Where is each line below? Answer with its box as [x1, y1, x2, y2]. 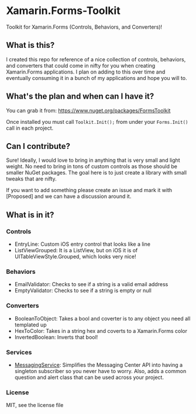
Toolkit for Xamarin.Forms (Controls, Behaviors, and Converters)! [6, 23, 163, 30]
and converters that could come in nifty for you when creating [6, 62, 156, 69]
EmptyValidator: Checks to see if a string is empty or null [14, 287, 152, 294]
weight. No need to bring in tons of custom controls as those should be [6, 163, 177, 170]
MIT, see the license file [6, 402, 64, 409]
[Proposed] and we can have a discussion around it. [6, 193, 132, 200]
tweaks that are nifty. [6, 175, 57, 182]
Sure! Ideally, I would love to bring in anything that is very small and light [6, 156, 180, 164]
